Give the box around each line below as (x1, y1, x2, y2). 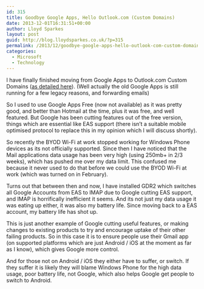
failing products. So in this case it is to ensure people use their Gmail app (6, 233, 189, 240)
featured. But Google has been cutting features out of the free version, (6, 113, 183, 121)
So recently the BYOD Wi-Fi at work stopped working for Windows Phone (6, 138, 190, 145)
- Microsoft (12, 54, 42, 60)
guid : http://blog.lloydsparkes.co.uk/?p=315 (6, 37, 123, 43)
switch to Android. (6, 276, 52, 284)
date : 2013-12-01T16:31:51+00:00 (6, 20, 91, 26)
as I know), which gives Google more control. (6, 245, 120, 253)
